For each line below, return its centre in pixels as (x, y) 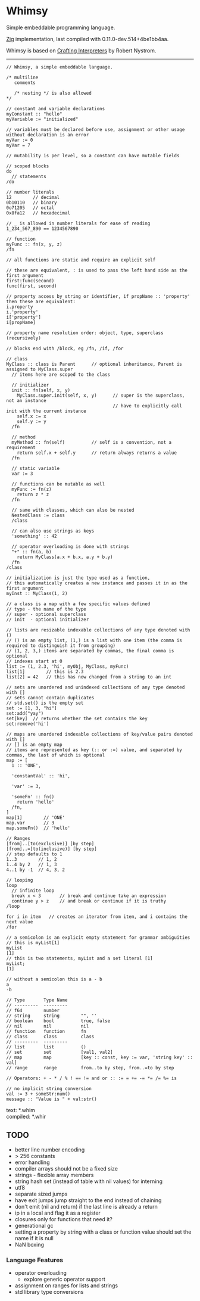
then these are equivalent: (41, 301)
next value (20, 922)
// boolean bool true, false (58, 1021)
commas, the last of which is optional (56, 755)
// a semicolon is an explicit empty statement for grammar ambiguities (98, 937)
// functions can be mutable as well (58, 484)
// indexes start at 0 (34, 661)
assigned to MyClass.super (40, 369)
